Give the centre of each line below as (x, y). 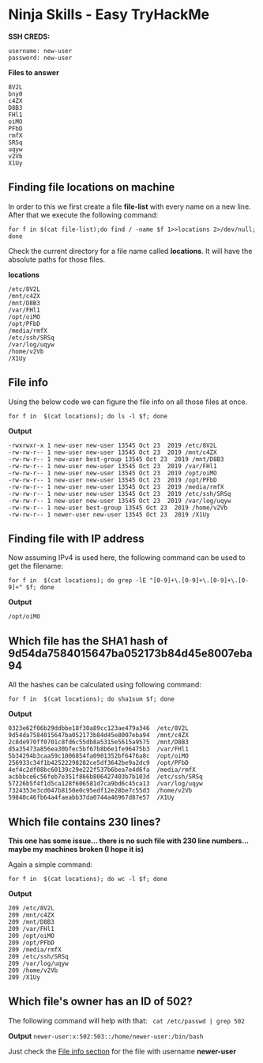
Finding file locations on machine (92, 187)
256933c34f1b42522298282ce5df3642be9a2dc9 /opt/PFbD (99, 763)
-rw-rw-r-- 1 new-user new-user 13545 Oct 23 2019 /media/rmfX (116, 487)
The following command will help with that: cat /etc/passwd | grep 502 (126, 1020)
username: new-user (40, 51)
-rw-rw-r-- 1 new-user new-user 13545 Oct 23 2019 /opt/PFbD (113, 480)
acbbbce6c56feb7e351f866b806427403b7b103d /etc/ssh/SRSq (105, 777)
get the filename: (36, 566)
